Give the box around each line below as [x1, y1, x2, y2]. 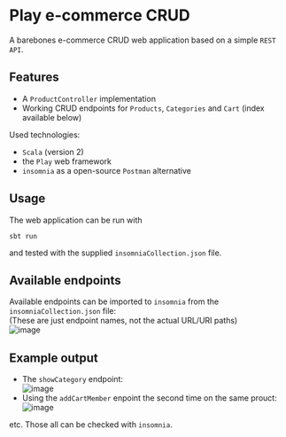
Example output [9, 350, 99, 365]
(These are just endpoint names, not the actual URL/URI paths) [9, 316, 238, 326]
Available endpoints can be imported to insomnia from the [9, 296, 220, 307]
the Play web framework [21, 156, 112, 167]
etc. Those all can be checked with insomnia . [9, 419, 173, 430]
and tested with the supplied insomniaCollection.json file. [9, 247, 222, 258]
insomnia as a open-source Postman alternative [21, 165, 192, 176]
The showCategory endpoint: [21, 374, 124, 385]
